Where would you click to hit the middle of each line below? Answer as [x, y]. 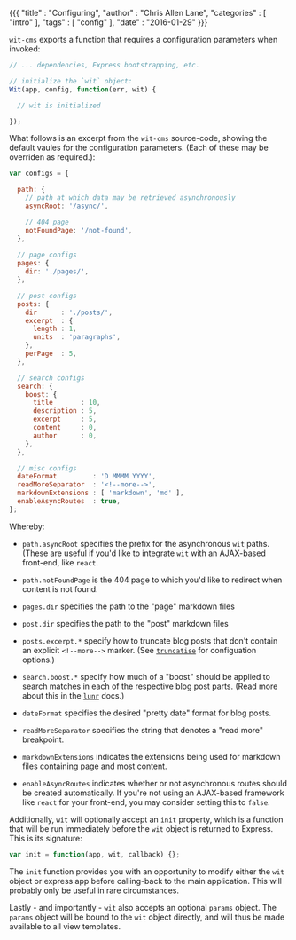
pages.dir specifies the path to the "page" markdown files [128, 606]
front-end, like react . [60, 562]
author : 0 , [65, 435]
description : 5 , [65, 411]
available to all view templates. [65, 926]
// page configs [47, 255]
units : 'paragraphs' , [77, 337]
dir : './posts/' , [69, 312]
